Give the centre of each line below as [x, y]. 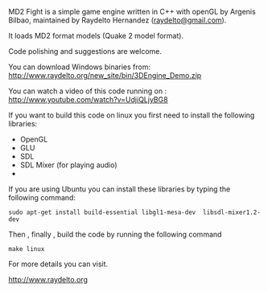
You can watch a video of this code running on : [88, 91]
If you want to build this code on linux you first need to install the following [132, 115]
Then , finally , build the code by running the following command [115, 234]
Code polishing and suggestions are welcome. [85, 51]
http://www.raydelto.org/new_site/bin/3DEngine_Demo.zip [105, 75]
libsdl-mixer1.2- [232, 212]
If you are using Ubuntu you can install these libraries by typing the [120, 189]
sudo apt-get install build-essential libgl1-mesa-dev [102, 212]
